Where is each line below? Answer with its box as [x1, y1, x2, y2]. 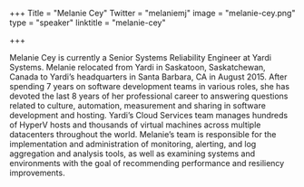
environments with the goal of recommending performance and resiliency [9, 158, 285, 168]
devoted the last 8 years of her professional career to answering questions [9, 90, 289, 101]
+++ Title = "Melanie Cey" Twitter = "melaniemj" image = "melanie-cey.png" [9, 8, 296, 18]
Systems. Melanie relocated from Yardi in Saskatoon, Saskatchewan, [9, 62, 266, 72]
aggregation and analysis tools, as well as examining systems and [9, 148, 256, 159]
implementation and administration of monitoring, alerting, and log [9, 139, 257, 149]
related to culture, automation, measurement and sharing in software [9, 100, 266, 111]
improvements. [9, 167, 65, 178]
